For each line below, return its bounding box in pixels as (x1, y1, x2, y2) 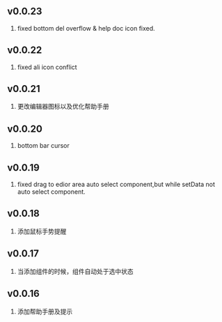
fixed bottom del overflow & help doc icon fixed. (17, 24, 155, 32)
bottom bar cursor (17, 141, 70, 150)
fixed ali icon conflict (17, 63, 78, 71)
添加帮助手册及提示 (17, 307, 73, 316)
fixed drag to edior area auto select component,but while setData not (17, 181, 216, 189)
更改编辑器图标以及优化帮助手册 (17, 102, 109, 111)
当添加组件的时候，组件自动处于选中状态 (17, 267, 134, 275)
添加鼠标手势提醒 (17, 227, 67, 236)
